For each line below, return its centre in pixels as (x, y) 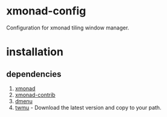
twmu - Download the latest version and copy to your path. (88, 107)
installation (35, 52)
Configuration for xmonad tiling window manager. (68, 28)
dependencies (34, 74)
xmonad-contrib (35, 95)
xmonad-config (46, 11)
